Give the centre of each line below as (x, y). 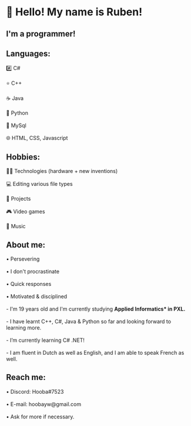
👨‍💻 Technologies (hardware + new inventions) (62, 171)
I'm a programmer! (41, 34)
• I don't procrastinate (33, 272)
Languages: (29, 53)
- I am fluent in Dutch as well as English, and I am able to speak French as (95, 353)
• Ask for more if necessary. (40, 417)
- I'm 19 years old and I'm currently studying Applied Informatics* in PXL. (96, 309)
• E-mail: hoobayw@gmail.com (44, 404)
